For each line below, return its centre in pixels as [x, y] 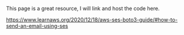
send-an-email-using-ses [37, 26]
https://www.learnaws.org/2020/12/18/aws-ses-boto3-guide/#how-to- [92, 20]
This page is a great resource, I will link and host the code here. [83, 8]
